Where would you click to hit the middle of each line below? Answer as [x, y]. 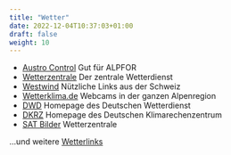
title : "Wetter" [39, 17]
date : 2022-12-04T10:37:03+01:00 [71, 26]
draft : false [33, 34]
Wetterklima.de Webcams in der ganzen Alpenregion [119, 96]
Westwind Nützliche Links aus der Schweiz [101, 86]
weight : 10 [29, 42]
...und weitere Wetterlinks [56, 142]
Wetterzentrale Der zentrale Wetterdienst [98, 77]
